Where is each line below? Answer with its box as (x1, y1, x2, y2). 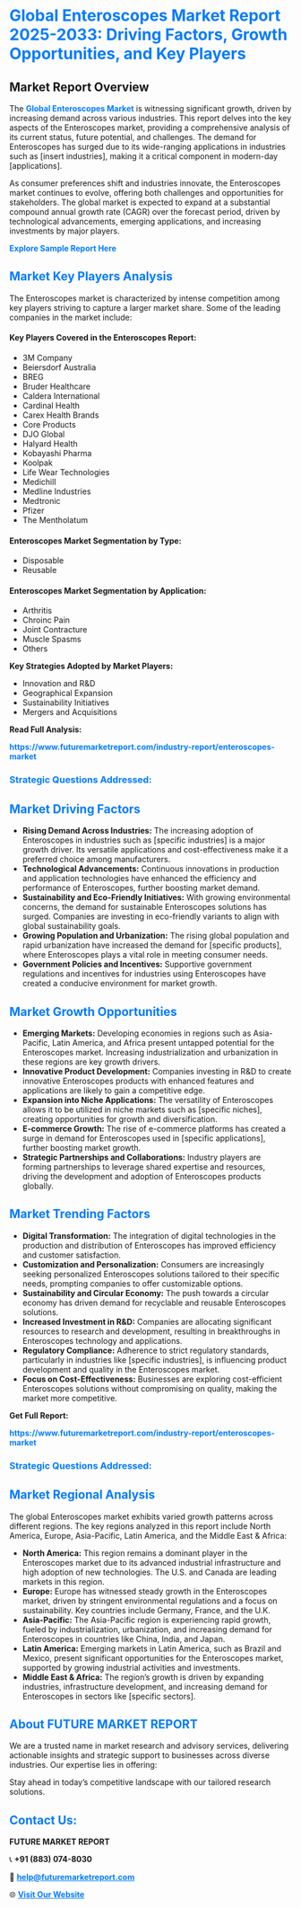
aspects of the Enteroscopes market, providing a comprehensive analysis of (9, 122, 290, 133)
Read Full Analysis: (9, 724, 82, 735)
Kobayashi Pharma (21, 448, 92, 459)
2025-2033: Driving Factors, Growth (9, 24, 288, 45)
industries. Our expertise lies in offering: (9, 1760, 158, 1771)
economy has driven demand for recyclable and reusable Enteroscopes (21, 1297, 287, 1308)
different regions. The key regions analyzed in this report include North (9, 1520, 271, 1532)
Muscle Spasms (21, 634, 82, 645)
